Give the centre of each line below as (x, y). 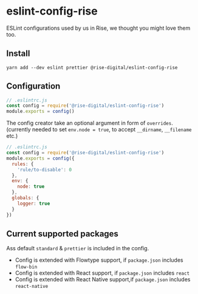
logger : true (34, 203)
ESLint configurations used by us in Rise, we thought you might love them (98, 28)
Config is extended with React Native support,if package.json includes (103, 279)
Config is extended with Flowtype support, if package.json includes (99, 260)
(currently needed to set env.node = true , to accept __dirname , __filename (99, 129)
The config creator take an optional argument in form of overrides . (90, 123)
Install (18, 54)
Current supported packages (62, 234)
